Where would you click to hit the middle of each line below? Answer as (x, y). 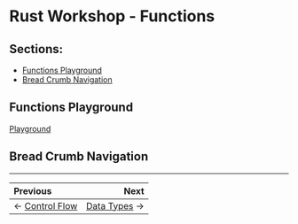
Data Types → (115, 205)
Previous (33, 190)
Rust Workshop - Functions (112, 16)
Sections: (36, 49)
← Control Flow (46, 205)
